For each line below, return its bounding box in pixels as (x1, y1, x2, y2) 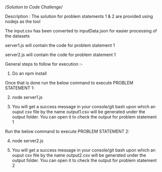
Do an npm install (12, 71, 47, 76)
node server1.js (12, 94, 43, 100)
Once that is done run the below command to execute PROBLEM (5, 80, 134, 86)
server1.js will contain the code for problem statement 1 (5, 43, 115, 48)
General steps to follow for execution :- (5, 61, 83, 67)
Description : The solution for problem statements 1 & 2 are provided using (5, 14, 153, 19)
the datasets (5, 33, 30, 39)
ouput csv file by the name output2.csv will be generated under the (12, 152, 147, 158)
